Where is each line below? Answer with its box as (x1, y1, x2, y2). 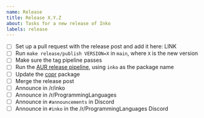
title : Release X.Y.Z (6, 15, 62, 21)
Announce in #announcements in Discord (15, 98, 115, 105)
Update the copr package (15, 70, 80, 78)
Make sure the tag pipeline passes (15, 56, 102, 64)
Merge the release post (15, 77, 75, 84)
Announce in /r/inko (15, 84, 66, 92)
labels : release (6, 26, 48, 32)
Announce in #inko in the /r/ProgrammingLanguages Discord (15, 105, 168, 112)
